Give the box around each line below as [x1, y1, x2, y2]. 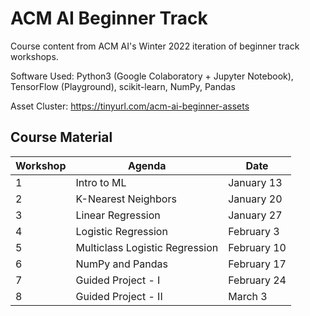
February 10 [228, 240, 287, 254]
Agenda [128, 158, 167, 172]
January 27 [228, 208, 283, 222]
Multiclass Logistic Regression [75, 240, 219, 254]
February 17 [228, 257, 287, 271]
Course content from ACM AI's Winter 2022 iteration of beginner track [10, 40, 300, 52]
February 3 [228, 224, 280, 238]
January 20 [228, 192, 283, 206]
